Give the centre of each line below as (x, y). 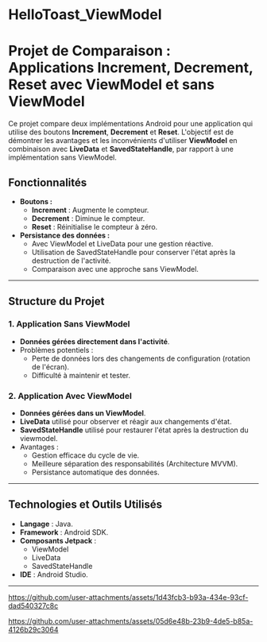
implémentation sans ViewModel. (63, 157)
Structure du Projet (56, 302)
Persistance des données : (64, 235)
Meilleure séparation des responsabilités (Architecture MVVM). (135, 463)
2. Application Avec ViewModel (70, 396)
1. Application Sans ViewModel (69, 324)
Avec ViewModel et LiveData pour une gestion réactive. (122, 243)
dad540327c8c (33, 605)
